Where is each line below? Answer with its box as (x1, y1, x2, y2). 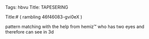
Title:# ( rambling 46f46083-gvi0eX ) (5, 14, 82, 19)
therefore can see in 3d (5, 29, 54, 34)
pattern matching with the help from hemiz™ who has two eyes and (5, 23, 145, 29)
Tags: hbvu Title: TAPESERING (5, 4, 69, 10)
